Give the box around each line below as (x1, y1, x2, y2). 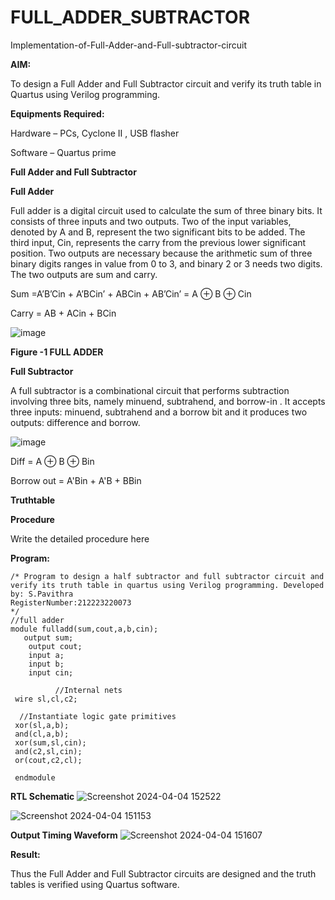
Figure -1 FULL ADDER (10, 346, 104, 358)
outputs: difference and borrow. (10, 416, 141, 428)
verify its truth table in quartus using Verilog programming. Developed (10, 580, 325, 590)
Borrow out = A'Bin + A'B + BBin (10, 474, 142, 486)
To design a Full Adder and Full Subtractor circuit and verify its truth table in (10, 77, 322, 90)
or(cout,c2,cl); (14, 755, 83, 765)
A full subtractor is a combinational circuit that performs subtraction (10, 384, 290, 396)
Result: (10, 848, 41, 860)
